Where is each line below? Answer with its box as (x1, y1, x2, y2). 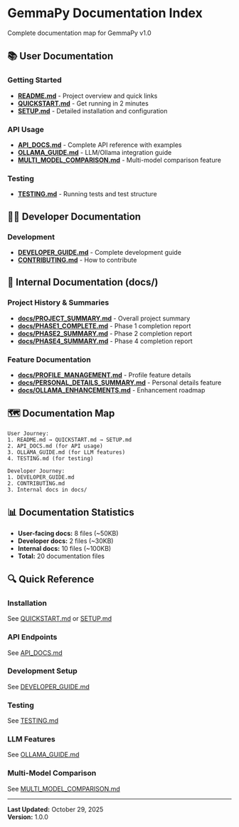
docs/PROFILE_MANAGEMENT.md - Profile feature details (17, 370, 191, 379)
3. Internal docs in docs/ (7, 486, 87, 493)
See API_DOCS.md (7, 648, 63, 657)
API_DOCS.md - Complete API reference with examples (17, 141, 182, 149)
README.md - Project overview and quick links (17, 91, 158, 100)
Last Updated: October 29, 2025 (7, 805, 104, 813)
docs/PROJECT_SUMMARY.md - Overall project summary (17, 314, 191, 323)
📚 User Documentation (7, 50, 114, 62)
